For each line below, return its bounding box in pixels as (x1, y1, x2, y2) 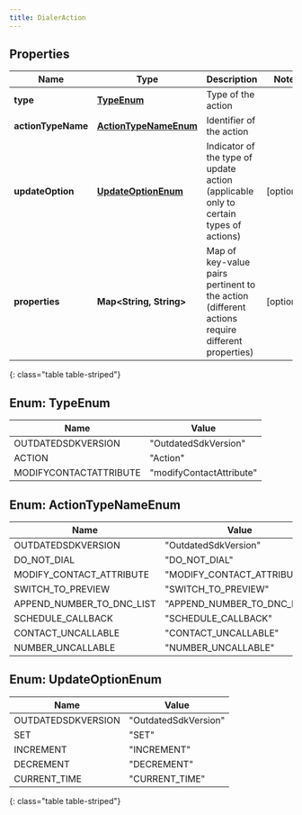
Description (206, 73, 258, 86)
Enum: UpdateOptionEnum (9, 672, 162, 687)
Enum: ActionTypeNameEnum (9, 497, 182, 512)
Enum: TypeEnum (9, 395, 111, 411)
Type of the (206, 88, 255, 101)
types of (206, 219, 242, 231)
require (206, 323, 237, 336)
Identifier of (206, 114, 256, 127)
